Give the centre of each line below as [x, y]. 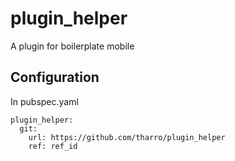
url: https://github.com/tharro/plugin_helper [127, 137]
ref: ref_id [53, 146]
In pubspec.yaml [44, 101]
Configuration [55, 77]
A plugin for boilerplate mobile [72, 46]
